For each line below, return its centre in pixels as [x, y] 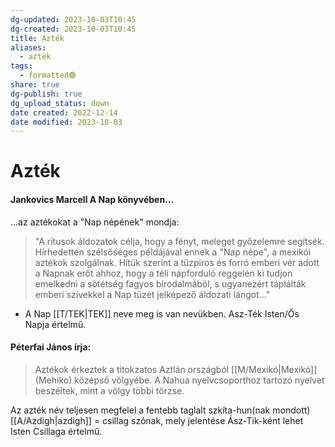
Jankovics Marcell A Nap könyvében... [92, 200]
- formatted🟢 [48, 76]
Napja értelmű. [55, 324]
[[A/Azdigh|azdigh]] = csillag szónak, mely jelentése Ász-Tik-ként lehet [157, 420]
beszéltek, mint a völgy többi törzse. [109, 390]
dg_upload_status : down [60, 103]
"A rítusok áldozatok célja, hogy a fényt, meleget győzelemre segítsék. [179, 241]
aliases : [28, 47]
